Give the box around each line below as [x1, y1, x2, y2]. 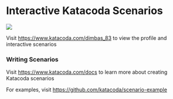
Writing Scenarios [6, 55, 59, 63]
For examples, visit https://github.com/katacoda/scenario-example [6, 86, 167, 93]
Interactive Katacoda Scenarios [6, 4, 163, 18]
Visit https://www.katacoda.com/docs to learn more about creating [6, 69, 168, 76]
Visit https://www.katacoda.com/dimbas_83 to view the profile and [6, 34, 167, 42]
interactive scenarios [6, 40, 57, 47]
